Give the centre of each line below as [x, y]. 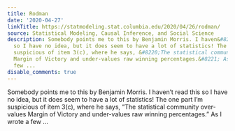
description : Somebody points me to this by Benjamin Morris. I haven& [114, 40]
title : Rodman [28, 14]
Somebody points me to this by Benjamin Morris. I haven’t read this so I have [117, 92]
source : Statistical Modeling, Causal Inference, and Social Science [111, 33]
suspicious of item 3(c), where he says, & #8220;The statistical [111, 53]
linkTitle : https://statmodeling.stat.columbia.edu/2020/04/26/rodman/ [114, 26]
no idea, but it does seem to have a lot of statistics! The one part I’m [105, 99]
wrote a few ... [28, 121]
